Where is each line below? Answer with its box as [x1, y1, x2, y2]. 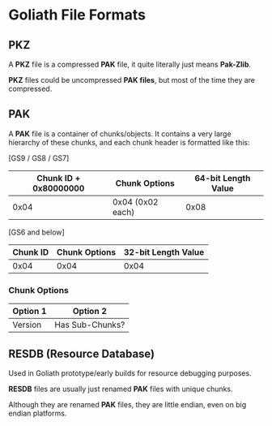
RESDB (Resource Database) [8, 346, 155, 360]
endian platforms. [8, 408, 67, 418]
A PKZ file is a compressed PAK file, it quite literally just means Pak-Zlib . [8, 59, 252, 69]
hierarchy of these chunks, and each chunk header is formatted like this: [8, 137, 250, 147]
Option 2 [72, 306, 108, 317]
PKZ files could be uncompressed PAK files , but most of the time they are [8, 75, 256, 84]
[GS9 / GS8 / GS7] [8, 153, 70, 163]
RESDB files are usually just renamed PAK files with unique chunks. [8, 384, 233, 394]
